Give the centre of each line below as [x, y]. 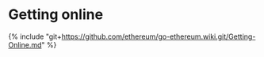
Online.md [25, 44]
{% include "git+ [35, 36]
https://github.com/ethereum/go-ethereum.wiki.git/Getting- [159, 36]
